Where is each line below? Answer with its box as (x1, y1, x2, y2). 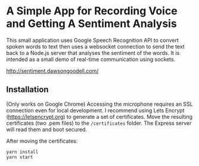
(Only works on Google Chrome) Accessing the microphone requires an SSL (6, 100, 193, 107)
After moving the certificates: (6, 137, 78, 145)
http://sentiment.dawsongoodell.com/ (6, 67, 99, 74)
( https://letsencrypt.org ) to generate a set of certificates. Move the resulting (6, 113, 192, 120)
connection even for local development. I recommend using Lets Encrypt (6, 106, 185, 114)
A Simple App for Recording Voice (6, 4, 178, 18)
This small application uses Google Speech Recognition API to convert (6, 36, 179, 44)
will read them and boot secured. (6, 125, 88, 133)
